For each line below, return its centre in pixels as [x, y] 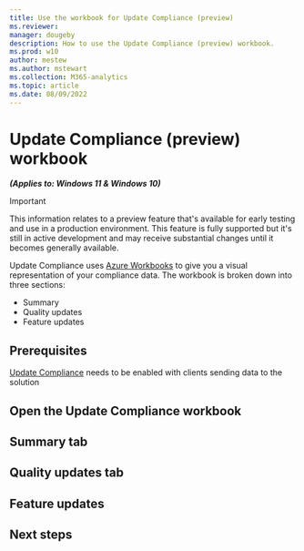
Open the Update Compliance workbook [126, 411]
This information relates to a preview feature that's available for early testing [152, 219]
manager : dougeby [42, 35]
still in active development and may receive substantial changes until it [142, 239]
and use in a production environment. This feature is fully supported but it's [151, 229]
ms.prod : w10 [34, 52]
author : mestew [38, 60]
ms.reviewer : [34, 26]
